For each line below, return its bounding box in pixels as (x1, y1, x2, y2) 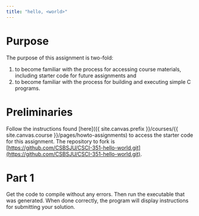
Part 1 (6, 171, 34, 184)
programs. (14, 84, 40, 92)
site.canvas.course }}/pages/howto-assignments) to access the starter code (6, 132, 194, 139)
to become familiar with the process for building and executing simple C (14, 78, 191, 85)
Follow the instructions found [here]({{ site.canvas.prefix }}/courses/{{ (6, 125, 178, 132)
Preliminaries (6, 105, 73, 119)
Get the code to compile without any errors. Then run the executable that (6, 191, 185, 198)
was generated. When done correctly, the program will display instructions (6, 197, 189, 204)
